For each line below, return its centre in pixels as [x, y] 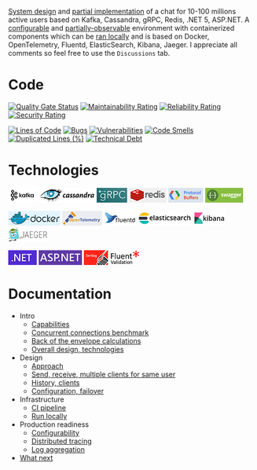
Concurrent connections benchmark [90, 332]
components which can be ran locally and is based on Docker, [109, 36]
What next [36, 457]
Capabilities [50, 324]
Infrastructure [42, 399]
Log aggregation [58, 449]
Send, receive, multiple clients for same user [103, 374]
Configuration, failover [68, 391]
